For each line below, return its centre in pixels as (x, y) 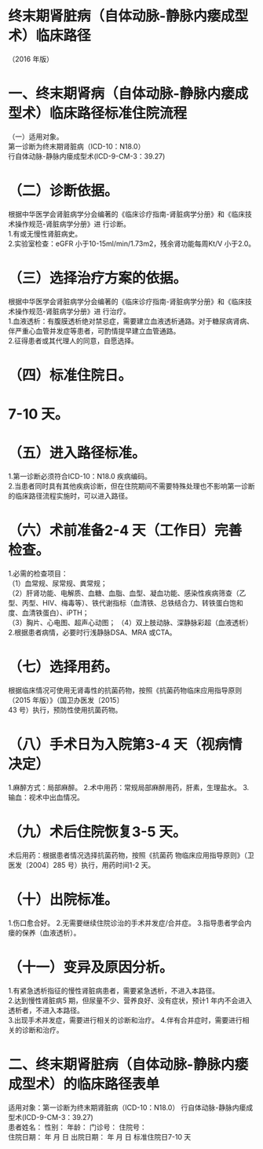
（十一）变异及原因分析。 (91, 967)
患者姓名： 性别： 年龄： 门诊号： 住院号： (77, 1127)
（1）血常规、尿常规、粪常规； (58, 583)
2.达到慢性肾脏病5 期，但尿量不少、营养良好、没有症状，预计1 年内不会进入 (130, 1000)
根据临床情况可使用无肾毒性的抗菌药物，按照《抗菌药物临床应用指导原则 (125, 690)
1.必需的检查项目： (38, 573)
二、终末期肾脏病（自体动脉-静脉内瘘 (128, 1064)
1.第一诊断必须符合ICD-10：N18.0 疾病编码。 (80, 477)
